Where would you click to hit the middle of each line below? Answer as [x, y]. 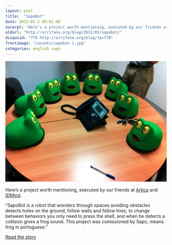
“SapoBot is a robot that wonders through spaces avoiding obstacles [78, 205]
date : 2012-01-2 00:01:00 [33, 22]
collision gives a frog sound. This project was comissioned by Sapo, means [85, 221]
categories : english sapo [33, 49]
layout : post [19, 11]
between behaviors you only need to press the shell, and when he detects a [85, 216]
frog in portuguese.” [27, 227]
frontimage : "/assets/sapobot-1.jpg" [46, 44]
